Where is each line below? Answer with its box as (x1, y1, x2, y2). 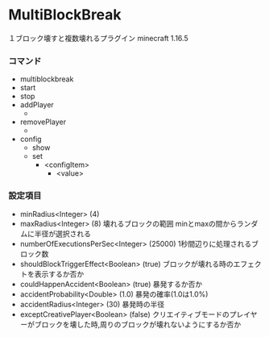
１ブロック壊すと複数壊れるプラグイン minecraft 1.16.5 (8, 33, 188, 43)
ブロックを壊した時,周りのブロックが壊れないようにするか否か (34, 319, 242, 329)
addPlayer (19, 100, 54, 110)
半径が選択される (34, 228, 91, 239)
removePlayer (19, 117, 67, 127)
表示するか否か (34, 268, 85, 279)
